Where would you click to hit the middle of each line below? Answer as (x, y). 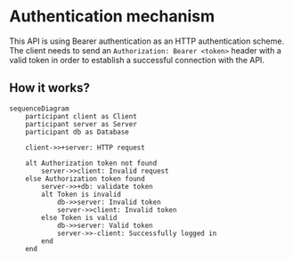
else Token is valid (79, 217)
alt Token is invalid (81, 194)
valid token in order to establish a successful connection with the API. (137, 60)
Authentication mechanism (112, 16)
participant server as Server (81, 124)
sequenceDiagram (39, 109)
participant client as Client (81, 116)
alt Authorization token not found (91, 163)
